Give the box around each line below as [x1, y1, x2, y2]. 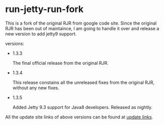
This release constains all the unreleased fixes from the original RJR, [12, 79, 155, 85]
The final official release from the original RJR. [12, 60, 109, 66]
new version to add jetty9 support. [5, 31, 77, 37]
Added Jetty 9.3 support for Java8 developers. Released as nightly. [12, 104, 152, 110]
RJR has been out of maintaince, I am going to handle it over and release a [5, 25, 159, 31]
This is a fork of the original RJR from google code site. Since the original [5, 20, 157, 26]
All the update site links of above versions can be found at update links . [5, 114, 153, 120]
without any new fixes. [12, 84, 59, 91]
